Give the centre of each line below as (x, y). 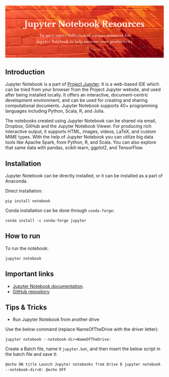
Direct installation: (24, 191)
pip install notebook (28, 201)
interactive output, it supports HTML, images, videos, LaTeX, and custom (80, 131)
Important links (30, 274)
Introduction (25, 72)
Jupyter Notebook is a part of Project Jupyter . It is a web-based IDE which (82, 84)
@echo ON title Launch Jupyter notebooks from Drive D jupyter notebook (83, 364)
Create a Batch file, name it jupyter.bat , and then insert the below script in (83, 349)
